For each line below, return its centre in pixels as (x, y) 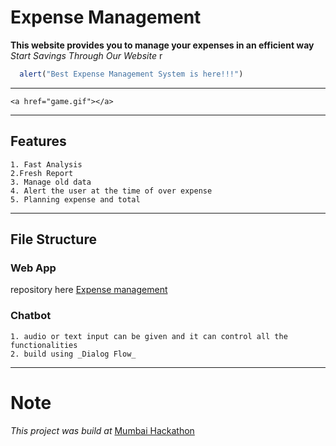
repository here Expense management (89, 290)
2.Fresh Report (42, 173)
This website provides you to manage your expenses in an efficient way (162, 45)
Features (38, 141)
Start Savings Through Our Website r (86, 55)
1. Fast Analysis (46, 164)
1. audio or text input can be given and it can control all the (149, 336)
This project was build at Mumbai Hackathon (102, 430)
